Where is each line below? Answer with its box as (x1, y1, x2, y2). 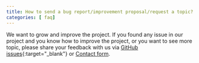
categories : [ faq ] (6, 14, 56, 20)
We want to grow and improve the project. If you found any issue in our (6, 31, 183, 38)
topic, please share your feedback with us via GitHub (6, 43, 139, 51)
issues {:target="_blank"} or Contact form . (6, 50, 111, 57)
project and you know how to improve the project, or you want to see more (6, 37, 192, 44)
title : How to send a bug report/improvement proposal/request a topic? (6, 8, 194, 15)
